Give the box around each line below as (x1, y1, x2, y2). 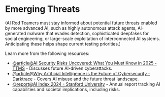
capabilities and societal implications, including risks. (12, 86, 120, 92)
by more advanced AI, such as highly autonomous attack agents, (5, 25, 137, 31)
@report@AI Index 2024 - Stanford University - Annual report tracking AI (12, 81, 161, 87)
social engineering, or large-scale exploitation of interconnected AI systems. (5, 36, 160, 42)
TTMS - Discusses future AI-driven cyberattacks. (12, 65, 112, 71)
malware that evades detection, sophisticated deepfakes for (27, 30, 149, 36)
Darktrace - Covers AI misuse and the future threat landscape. (12, 76, 139, 82)
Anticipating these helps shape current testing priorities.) (5, 41, 121, 47)
